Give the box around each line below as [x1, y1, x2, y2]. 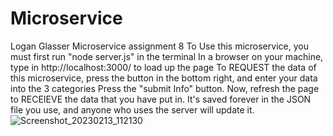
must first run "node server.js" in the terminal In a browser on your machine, [10, 50, 324, 62]
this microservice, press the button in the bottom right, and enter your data [10, 72, 318, 84]
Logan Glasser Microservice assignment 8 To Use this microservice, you [10, 40, 309, 52]
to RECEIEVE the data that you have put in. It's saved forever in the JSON [10, 93, 312, 105]
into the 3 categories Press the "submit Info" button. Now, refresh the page [10, 82, 320, 94]
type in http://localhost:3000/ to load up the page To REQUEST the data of [10, 61, 317, 73]
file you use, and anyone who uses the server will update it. [10, 103, 255, 116]
